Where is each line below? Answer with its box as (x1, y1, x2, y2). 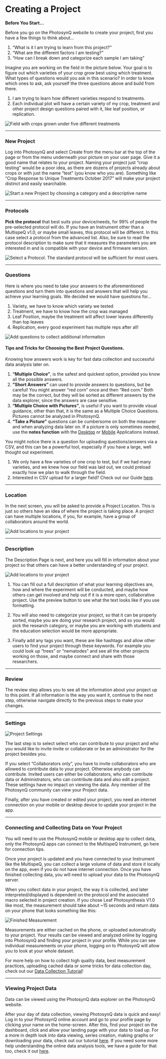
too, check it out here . (5, 1048, 50, 1054)
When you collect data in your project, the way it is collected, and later (5, 886, 149, 892)
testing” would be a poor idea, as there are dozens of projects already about (5, 165, 161, 171)
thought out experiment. (5, 449, 54, 455)
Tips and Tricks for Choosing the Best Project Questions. (5, 345, 124, 351)
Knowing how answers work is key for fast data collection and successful (5, 356, 155, 362)
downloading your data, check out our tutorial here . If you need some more (5, 1037, 158, 1043)
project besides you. (5, 751, 47, 757)
